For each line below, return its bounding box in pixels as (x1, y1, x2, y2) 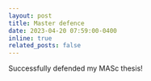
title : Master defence (8, 19, 85, 27)
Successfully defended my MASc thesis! (8, 63, 143, 73)
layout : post (8, 11, 52, 20)
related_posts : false (8, 42, 82, 50)
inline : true (8, 34, 52, 43)
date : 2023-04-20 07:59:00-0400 (8, 26, 117, 34)
